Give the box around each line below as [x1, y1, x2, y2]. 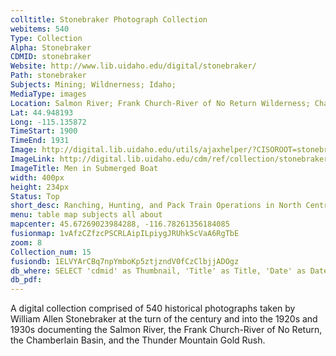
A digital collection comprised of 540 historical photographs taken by [10, 302, 296, 315]
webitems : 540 [10, 24, 70, 34]
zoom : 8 [10, 237, 43, 248]
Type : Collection [10, 33, 83, 43]
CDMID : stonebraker [10, 52, 92, 62]
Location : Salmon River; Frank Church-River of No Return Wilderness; [10, 98, 311, 108]
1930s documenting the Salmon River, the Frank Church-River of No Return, [10, 324, 323, 336]
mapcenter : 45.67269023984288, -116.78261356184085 [10, 219, 230, 230]
